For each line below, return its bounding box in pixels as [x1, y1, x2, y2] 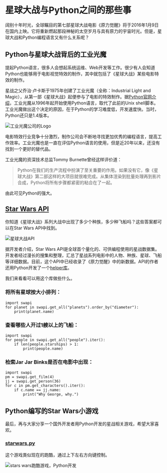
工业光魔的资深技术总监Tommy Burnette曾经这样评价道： [5, 156, 122, 162]
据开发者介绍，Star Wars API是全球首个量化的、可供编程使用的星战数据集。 [5, 246, 160, 252]
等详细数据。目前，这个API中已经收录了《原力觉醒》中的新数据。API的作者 [5, 258, 159, 264]
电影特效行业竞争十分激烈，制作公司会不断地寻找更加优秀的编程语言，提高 [5, 133, 158, 139]
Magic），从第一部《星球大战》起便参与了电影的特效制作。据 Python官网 [5, 94, 153, 99]
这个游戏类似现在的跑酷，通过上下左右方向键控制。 [5, 452, 110, 458]
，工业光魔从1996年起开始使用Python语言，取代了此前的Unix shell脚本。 [9, 100, 159, 106]
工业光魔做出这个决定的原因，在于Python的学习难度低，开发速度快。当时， [5, 106, 159, 112]
